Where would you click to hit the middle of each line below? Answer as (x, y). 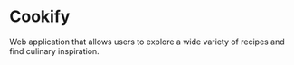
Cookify (40, 17)
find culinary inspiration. (54, 51)
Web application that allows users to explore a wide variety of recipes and (147, 42)
